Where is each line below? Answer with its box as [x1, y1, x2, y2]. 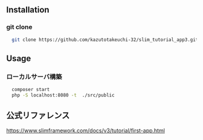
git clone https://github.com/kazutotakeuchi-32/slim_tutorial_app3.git [11, 36, 199, 43]
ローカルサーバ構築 [6, 72, 62, 81]
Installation [6, 5, 50, 15]
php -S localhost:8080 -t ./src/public [11, 92, 115, 98]
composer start [11, 87, 50, 93]
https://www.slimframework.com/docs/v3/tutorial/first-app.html [6, 127, 165, 134]
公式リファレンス [6, 110, 70, 121]
